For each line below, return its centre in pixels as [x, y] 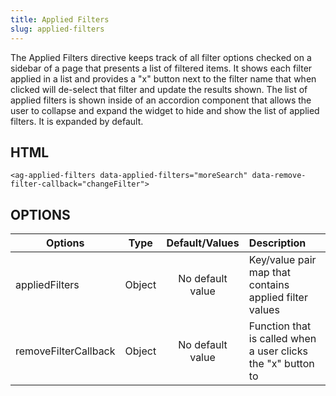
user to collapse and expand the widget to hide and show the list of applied [165, 110]
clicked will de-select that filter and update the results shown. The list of [159, 89]
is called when [282, 339]
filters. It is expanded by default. [77, 121]
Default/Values [203, 243]
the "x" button [281, 364]
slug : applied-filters [57, 29]
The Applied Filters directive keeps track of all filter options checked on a [161, 57]
